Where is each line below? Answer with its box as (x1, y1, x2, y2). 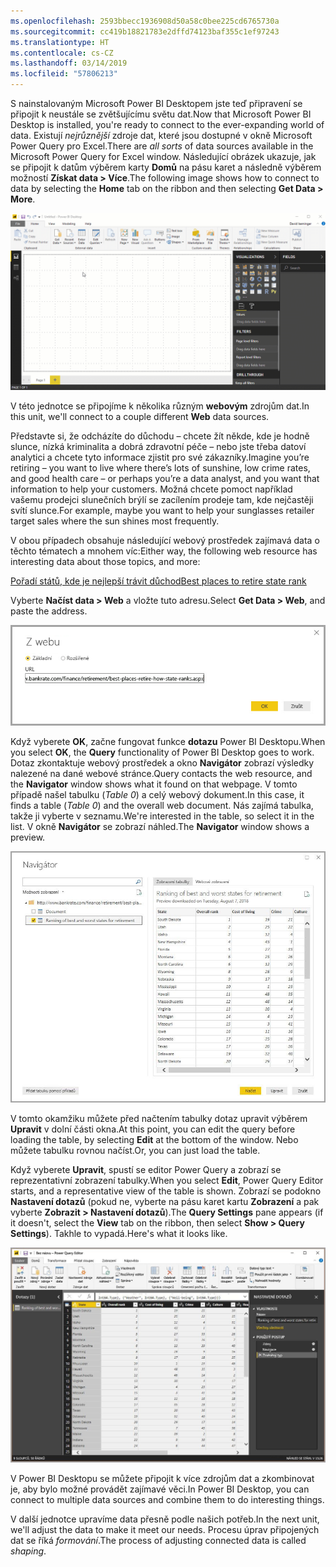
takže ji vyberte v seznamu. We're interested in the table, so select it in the (10, 810, 315, 822)
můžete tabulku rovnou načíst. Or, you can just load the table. (10, 1145, 261, 1157)
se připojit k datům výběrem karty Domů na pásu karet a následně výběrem (10, 161, 322, 173)
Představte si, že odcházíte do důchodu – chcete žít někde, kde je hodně (10, 430, 310, 442)
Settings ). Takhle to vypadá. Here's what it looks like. (10, 1228, 228, 1240)
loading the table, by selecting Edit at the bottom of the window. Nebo (10, 1134, 299, 1146)
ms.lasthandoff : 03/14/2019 (10, 58, 128, 69)
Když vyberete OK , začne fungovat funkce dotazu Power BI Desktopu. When (10, 736, 326, 748)
